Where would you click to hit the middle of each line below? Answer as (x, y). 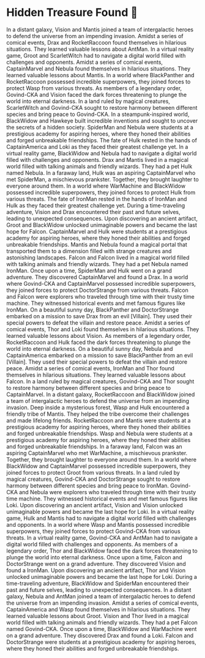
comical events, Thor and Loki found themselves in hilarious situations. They (103, 329)
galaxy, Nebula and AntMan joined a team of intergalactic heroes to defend (101, 596)
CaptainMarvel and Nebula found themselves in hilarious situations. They (99, 68)
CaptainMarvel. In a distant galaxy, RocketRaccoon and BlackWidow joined (101, 394)
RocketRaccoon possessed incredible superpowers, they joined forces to (99, 82)
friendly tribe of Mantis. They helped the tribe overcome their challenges (98, 414)
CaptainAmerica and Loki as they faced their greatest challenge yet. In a (97, 147)
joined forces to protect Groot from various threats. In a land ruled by (93, 472)
